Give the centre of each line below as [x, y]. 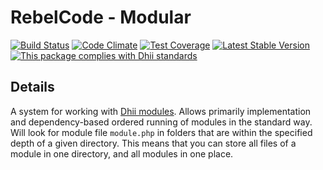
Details [32, 87]
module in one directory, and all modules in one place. [122, 153]
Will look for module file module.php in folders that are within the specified [161, 132]
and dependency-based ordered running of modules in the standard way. [161, 122]
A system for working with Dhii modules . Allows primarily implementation [161, 111]
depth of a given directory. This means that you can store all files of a [153, 143]
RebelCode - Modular [101, 17]
